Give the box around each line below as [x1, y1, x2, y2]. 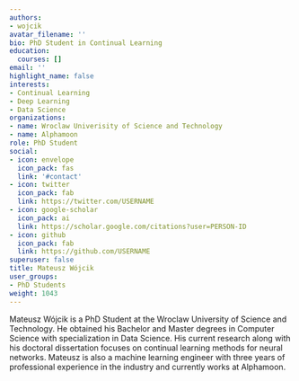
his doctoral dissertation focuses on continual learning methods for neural [9, 342, 283, 353]
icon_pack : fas [17, 164, 75, 173]
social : [9, 146, 39, 155]
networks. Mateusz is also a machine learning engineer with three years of [9, 351, 286, 362]
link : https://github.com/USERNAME [17, 247, 151, 256]
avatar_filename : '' [9, 30, 87, 39]
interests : [9, 80, 50, 89]
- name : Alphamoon [9, 130, 78, 139]
